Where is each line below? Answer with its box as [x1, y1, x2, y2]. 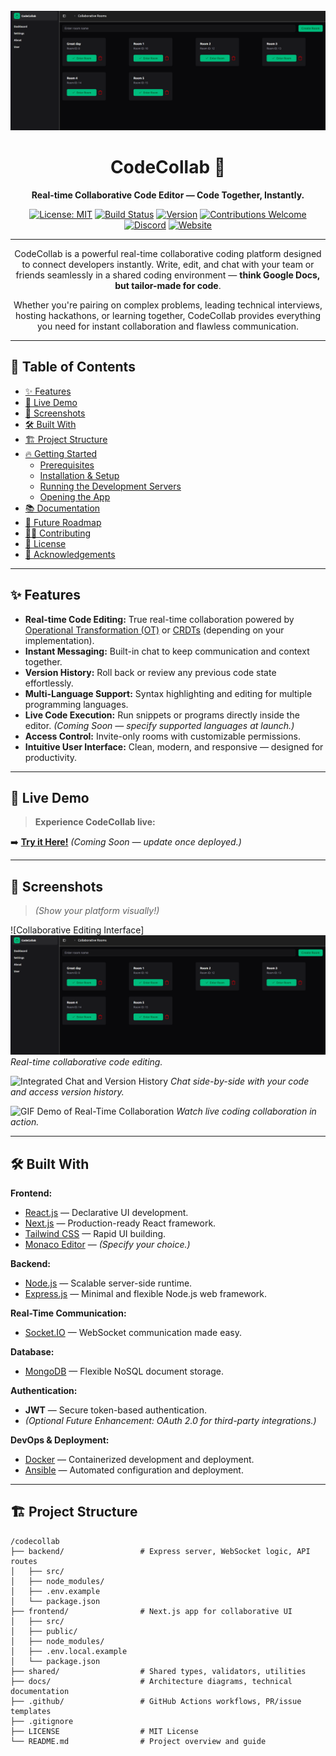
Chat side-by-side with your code [170, 1075, 310, 1088]
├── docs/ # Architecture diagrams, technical [10, 1676, 293, 1686]
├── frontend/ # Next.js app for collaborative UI [10, 1606, 293, 1616]
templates [10, 1706, 52, 1716]
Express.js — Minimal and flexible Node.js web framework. [24, 1287, 268, 1299]
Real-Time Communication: [10, 1307, 127, 1319]
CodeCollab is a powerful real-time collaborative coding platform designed [14, 247, 322, 259]
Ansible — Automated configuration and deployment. [24, 1464, 244, 1476]
